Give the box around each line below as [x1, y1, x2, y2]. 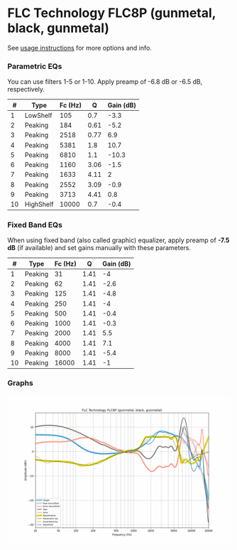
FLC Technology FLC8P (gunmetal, [7, 5, 216, 21]
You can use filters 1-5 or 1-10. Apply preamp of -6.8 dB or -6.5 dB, [7, 77, 203, 86]
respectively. [7, 85, 45, 94]
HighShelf [24, 200, 54, 209]
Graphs [7, 378, 33, 388]
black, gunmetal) [7, 20, 110, 36]
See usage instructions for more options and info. [7, 43, 153, 52]
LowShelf [24, 111, 53, 119]
